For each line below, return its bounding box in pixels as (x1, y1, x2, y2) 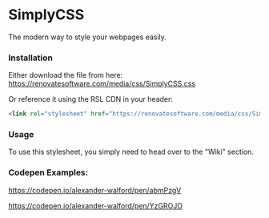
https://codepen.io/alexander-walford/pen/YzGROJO (8, 200, 183, 210)
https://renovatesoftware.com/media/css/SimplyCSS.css (8, 79, 196, 89)
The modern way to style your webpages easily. (8, 32, 167, 42)
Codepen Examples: (8, 167, 89, 178)
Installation (8, 52, 54, 63)
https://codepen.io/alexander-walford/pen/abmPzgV (8, 185, 182, 195)
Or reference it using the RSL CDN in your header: (8, 95, 174, 104)
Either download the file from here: (8, 71, 123, 80)
